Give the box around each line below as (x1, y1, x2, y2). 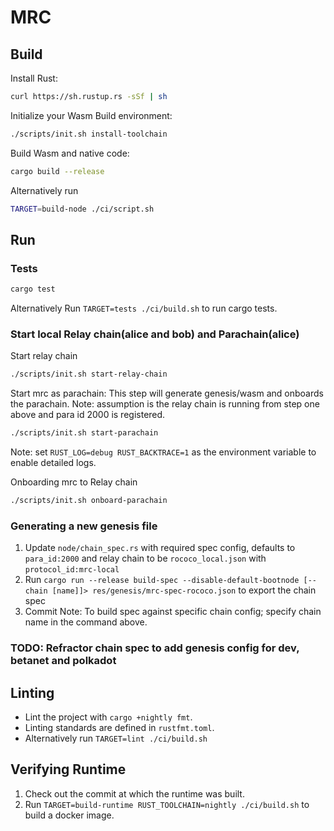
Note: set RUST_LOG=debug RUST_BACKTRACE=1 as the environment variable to (10, 446, 317, 458)
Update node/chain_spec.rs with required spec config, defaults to (24, 542, 296, 554)
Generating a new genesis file (10, 519, 158, 533)
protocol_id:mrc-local (24, 565, 120, 575)
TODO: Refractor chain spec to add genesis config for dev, (10, 641, 300, 655)
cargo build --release (10, 166, 105, 176)
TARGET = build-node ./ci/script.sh (10, 204, 155, 214)
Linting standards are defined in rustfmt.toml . (24, 722, 215, 734)
